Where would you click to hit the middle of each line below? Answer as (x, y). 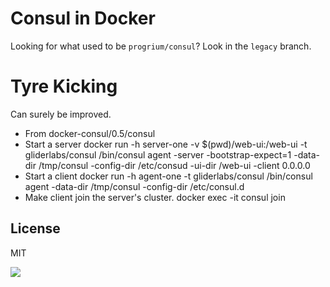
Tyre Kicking (64, 86)
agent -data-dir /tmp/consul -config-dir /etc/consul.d (134, 186)
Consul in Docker (83, 18)
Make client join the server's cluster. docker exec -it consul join (155, 197)
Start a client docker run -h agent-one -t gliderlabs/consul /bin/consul (168, 176)
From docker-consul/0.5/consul (90, 133)
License (35, 228)
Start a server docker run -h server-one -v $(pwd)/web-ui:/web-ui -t (166, 144)
